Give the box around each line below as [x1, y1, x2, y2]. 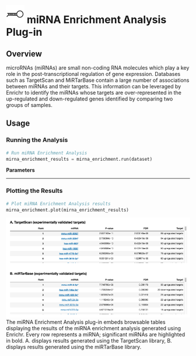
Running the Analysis [6, 136, 68, 144]
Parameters [6, 167, 35, 174]
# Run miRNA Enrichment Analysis [6, 150, 87, 156]
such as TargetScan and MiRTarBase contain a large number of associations [6, 77, 190, 84]
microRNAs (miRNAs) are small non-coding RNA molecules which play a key [6, 64, 190, 71]
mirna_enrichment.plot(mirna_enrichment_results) [6, 207, 129, 213]
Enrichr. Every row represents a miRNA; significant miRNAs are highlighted [6, 331, 185, 338]
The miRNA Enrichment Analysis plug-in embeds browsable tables [6, 319, 166, 326]
